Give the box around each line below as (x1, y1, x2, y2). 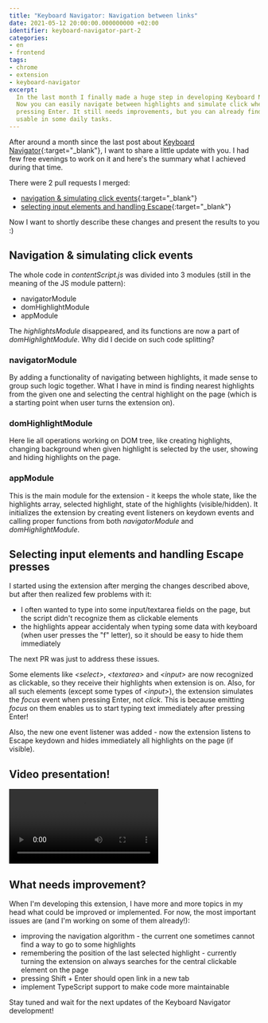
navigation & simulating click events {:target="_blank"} (20, 193, 198, 203)
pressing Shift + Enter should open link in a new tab (20, 974, 190, 983)
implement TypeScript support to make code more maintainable (20, 982, 230, 992)
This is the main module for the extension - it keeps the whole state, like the (9, 490, 257, 500)
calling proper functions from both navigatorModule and (9, 516, 194, 525)
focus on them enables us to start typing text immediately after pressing (9, 704, 245, 713)
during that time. (9, 162, 64, 172)
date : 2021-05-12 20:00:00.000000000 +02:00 (9, 19, 159, 27)
